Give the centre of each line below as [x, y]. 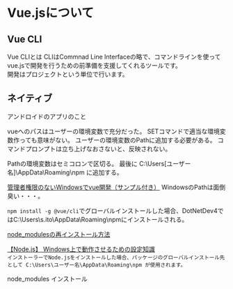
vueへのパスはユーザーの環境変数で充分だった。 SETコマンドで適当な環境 [114, 131]
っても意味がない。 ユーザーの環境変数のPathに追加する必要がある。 [118, 140]
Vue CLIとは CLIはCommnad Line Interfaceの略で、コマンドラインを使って [114, 57]
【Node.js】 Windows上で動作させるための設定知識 [81, 249]
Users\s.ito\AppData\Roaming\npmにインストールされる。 [105, 219]
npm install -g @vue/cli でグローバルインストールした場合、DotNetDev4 [112, 210]
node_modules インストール [48, 279]
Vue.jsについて [50, 13]
